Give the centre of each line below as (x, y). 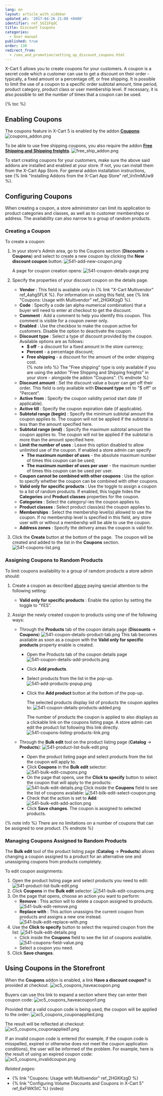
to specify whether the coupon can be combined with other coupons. (89, 481)
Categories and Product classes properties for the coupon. (79, 497)
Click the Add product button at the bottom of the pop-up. (85, 693)
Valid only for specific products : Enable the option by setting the (85, 600)
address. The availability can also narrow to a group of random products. (78, 218)
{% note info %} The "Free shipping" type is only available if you (91, 367)
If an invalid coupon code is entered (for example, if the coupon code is (77, 1039)
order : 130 (16, 46)
